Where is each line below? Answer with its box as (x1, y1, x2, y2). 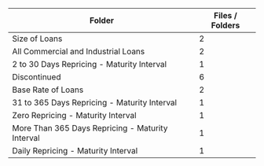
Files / (213, 10, 237, 20)
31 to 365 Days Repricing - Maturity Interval (12, 98, 178, 108)
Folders (211, 20, 240, 31)
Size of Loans (12, 33, 63, 44)
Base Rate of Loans (12, 84, 84, 95)
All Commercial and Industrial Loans (12, 46, 145, 57)
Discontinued (12, 72, 61, 82)
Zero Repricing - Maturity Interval (12, 110, 137, 120)
